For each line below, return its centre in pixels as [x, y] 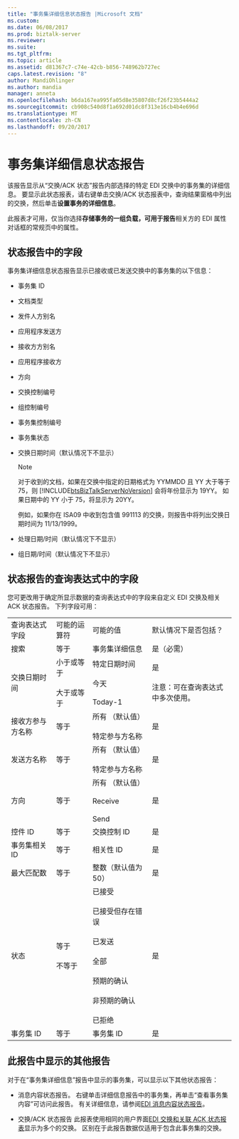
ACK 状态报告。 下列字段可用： [53, 606]
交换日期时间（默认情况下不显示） [68, 453]
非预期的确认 [114, 1000]
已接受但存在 [114, 911]
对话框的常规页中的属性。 [45, 227]
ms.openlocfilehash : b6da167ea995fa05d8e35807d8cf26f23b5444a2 [103, 101]
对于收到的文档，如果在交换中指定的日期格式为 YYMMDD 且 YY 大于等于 [124, 482]
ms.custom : [23, 21]
